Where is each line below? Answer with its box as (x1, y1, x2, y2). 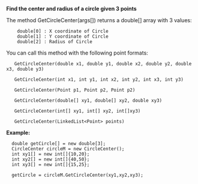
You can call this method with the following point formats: (6, 49, 148, 56)
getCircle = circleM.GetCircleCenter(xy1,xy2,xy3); (11, 172, 144, 178)
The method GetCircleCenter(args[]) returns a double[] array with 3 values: (6, 17, 192, 23)
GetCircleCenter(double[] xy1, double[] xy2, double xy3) (14, 98, 163, 104)
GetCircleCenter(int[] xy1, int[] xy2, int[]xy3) (14, 108, 141, 114)
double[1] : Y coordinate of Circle (17, 34, 109, 40)
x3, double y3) (6, 66, 44, 72)
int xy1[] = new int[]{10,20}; (11, 151, 90, 157)
